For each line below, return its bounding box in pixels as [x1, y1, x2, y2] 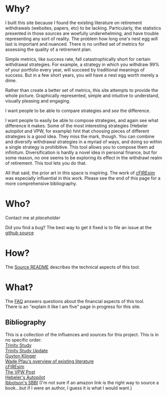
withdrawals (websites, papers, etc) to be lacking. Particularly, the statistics [5, 25, 161, 31]
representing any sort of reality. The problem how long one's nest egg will [5, 36, 158, 42]
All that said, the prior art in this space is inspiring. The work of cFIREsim [5, 169, 155, 176]
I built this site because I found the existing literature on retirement [5, 20, 142, 26]
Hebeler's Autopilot [5, 374, 45, 380]
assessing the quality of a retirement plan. [5, 46, 92, 52]
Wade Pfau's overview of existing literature [5, 358, 94, 364]
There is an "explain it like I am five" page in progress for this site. [5, 304, 141, 310]
